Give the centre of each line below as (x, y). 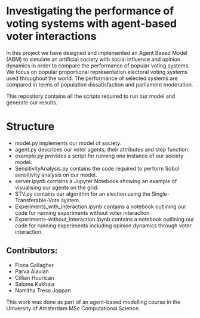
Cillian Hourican (34, 277)
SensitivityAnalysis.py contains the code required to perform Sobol (97, 168)
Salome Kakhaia (35, 284)
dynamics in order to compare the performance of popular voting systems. (98, 65)
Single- (161, 194)
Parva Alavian (32, 271)
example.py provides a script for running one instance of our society (99, 156)
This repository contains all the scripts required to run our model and (91, 96)
